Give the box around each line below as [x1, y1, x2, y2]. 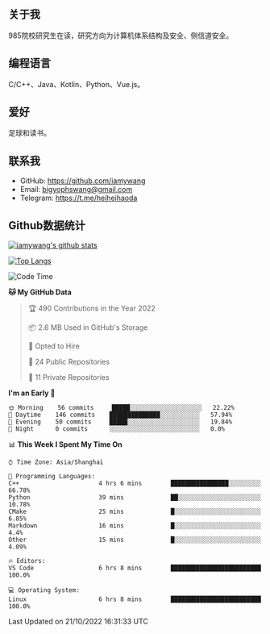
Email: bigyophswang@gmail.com [19, 185, 133, 194]
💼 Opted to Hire [27, 341, 81, 351]
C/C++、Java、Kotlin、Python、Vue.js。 [8, 79, 145, 89]
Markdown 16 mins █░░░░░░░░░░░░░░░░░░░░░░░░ [8, 522, 262, 530]
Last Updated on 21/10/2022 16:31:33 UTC [8, 616, 149, 627]
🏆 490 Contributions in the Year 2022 [27, 303, 156, 313]
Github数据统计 [8, 219, 86, 232]
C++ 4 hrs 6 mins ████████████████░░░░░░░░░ [8, 479, 262, 488]
